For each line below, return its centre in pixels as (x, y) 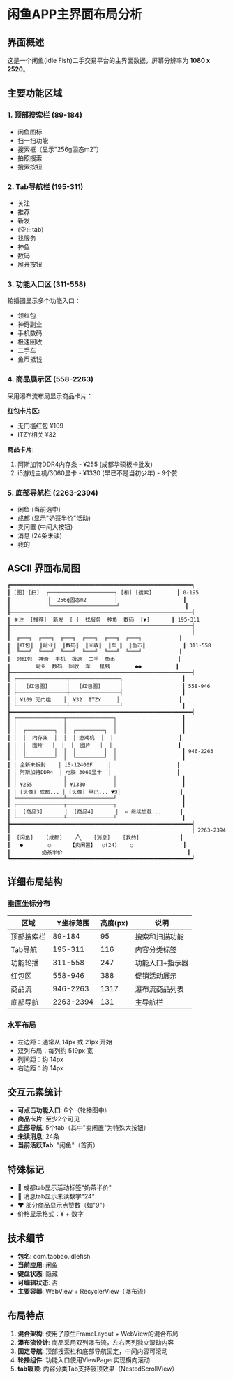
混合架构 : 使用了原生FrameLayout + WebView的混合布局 (98, 1333)
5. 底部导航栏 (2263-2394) (53, 493)
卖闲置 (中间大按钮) (45, 526)
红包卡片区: (24, 411)
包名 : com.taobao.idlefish (54, 1256)
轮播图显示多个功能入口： (44, 301)
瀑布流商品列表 (159, 989)
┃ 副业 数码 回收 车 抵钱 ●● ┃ (93, 666)
